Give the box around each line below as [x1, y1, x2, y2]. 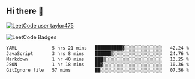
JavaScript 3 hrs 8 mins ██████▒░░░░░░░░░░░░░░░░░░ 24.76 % [6, 50, 189, 57]
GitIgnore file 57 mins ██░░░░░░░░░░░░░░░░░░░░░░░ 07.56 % [6, 67, 189, 74]
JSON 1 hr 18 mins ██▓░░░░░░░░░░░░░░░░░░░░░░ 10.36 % [6, 62, 189, 68]
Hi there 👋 [6, 6, 44, 16]
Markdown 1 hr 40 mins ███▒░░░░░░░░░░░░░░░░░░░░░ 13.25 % [6, 56, 189, 62]
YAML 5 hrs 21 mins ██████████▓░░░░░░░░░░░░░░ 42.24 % [6, 45, 189, 51]
